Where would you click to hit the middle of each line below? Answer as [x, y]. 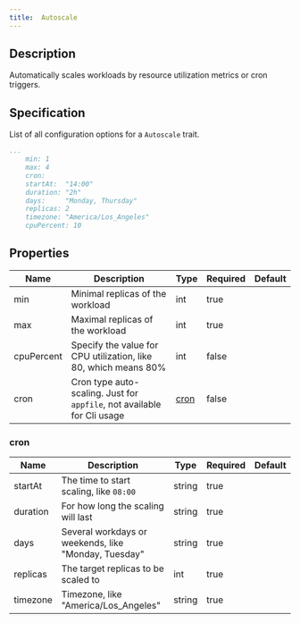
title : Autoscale [43, 17]
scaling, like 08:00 [99, 492]
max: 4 [37, 167]
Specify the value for [115, 345]
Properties [39, 253]
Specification [47, 113]
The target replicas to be [113, 568]
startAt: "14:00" [59, 184]
